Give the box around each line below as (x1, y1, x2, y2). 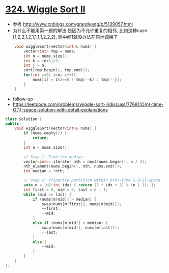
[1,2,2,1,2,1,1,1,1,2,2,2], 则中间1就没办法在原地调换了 (12, 34, 118, 40)
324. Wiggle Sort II (5, 4, 86, 15)
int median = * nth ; (23, 169, 65, 174)
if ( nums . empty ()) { (23, 131, 67, 136)
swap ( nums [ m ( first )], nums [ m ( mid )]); (41, 201, 122, 207)
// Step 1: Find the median (23, 154, 83, 159)
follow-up (12, 96, 33, 102)
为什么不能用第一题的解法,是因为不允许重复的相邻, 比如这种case (12, 27, 148, 34)
